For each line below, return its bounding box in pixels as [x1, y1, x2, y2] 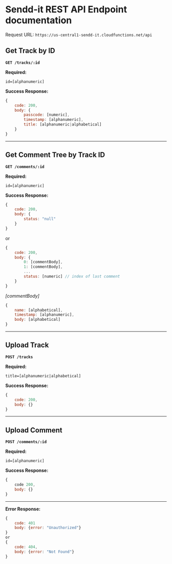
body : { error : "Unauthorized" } [14, 525, 81, 531]
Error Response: [5, 505, 41, 512]
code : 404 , [14, 544, 38, 550]
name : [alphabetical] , [14, 307, 63, 313]
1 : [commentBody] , [24, 264, 63, 269]
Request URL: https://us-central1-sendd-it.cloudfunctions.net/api [5, 31, 153, 38]
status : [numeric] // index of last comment [24, 274, 120, 279]
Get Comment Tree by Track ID [5, 151, 105, 159]
